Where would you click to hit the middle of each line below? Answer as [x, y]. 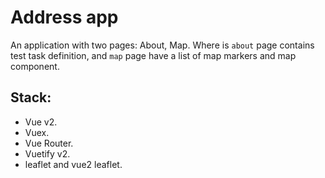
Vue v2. [41, 122]
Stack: [31, 97]
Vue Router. [49, 143]
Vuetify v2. [47, 153]
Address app [64, 17]
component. [35, 66]
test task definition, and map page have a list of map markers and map [153, 55]
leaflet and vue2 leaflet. [73, 164]
